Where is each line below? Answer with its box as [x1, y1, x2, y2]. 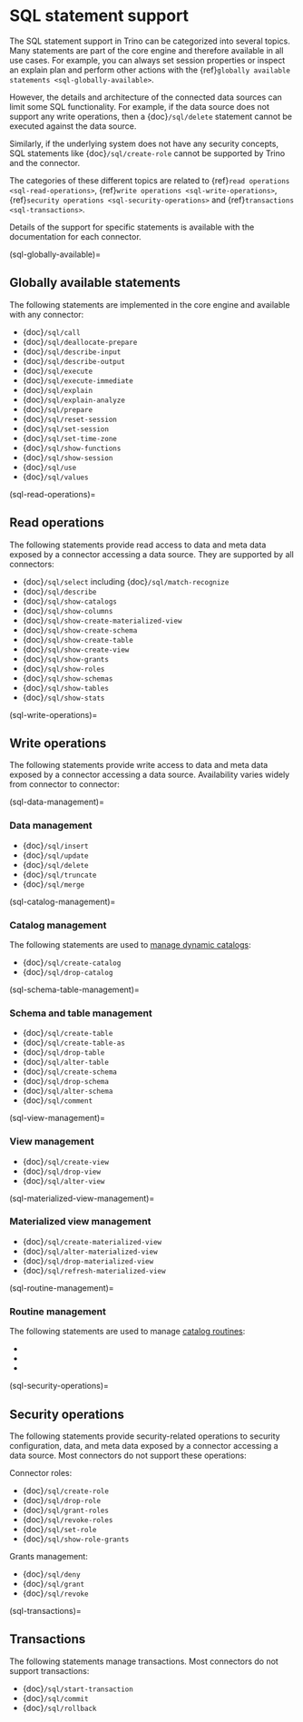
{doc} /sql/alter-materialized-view [22, 1245, 158, 1256]
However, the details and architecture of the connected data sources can [9, 92, 283, 103]
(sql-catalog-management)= [9, 896, 116, 907]
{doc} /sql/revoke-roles [22, 1513, 113, 1525]
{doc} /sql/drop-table [22, 1047, 105, 1058]
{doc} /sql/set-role [22, 1523, 97, 1534]
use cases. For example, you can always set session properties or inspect [9, 54, 286, 65]
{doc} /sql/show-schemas [22, 673, 113, 684]
